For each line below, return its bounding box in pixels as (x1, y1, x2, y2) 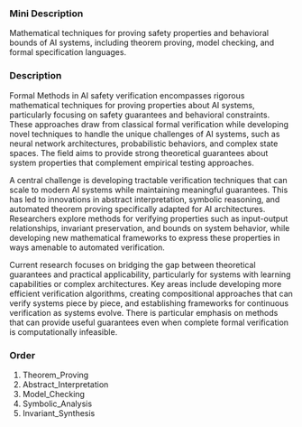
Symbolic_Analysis (22, 398, 93, 409)
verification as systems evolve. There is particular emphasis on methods (9, 307, 279, 318)
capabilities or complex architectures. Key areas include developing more (9, 278, 282, 289)
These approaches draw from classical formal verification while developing (9, 118, 289, 129)
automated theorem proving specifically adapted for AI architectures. (9, 203, 266, 214)
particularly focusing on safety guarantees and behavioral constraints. (9, 109, 270, 120)
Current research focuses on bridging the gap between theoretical (9, 259, 256, 270)
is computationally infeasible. (9, 326, 118, 337)
